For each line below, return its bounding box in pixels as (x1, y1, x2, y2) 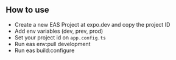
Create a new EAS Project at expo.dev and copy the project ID (14, 21, 171, 28)
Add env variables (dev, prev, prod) (14, 27, 104, 35)
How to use (5, 5, 49, 15)
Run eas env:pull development (14, 40, 91, 47)
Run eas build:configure (14, 47, 75, 54)
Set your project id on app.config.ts (14, 33, 106, 41)
